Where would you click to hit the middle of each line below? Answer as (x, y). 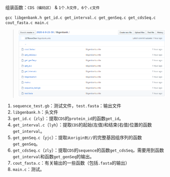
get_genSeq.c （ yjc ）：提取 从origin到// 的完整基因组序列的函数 (77, 138)
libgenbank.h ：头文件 (35, 112)
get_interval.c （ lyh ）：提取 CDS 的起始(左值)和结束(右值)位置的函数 (82, 125)
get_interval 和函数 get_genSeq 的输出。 (53, 157)
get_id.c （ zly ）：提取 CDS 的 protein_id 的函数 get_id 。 (68, 119)
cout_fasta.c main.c (27, 23)
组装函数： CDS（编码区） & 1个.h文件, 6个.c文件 (53, 7)
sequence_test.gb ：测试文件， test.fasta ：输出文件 (67, 106)
